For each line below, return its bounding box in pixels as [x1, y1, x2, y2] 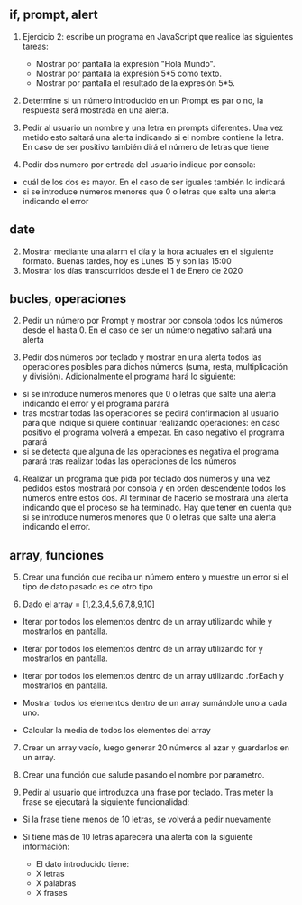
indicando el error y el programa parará [22, 398, 169, 410]
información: [22, 841, 70, 853]
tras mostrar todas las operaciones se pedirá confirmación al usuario [22, 408, 279, 419]
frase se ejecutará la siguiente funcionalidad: [22, 797, 190, 807]
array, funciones [9, 547, 104, 563]
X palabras [35, 878, 77, 889]
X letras [35, 868, 65, 880]
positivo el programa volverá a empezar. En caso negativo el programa [22, 427, 286, 438]
